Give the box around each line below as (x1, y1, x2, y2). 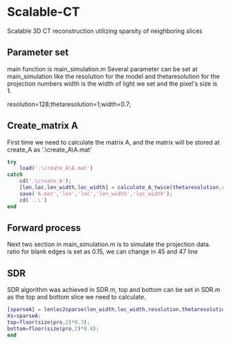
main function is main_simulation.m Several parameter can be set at (7, 64, 198, 73)
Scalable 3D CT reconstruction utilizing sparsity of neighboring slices (7, 27, 203, 35)
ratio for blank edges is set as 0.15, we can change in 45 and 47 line (7, 247, 199, 256)
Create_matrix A (7, 120, 79, 132)
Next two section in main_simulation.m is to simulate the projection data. (7, 241, 211, 249)
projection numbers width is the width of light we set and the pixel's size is (7, 79, 218, 88)
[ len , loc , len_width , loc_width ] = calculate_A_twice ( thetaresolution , (19, 184, 222, 191)
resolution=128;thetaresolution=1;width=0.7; (7, 100, 131, 108)
